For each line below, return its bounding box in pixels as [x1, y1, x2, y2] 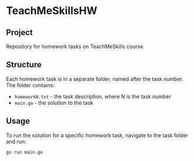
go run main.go [6, 149, 43, 155]
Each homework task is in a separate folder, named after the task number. [6, 75, 184, 83]
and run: [6, 138, 26, 145]
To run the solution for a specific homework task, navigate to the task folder [6, 132, 189, 139]
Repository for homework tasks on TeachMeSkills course [6, 43, 144, 50]
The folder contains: [6, 81, 55, 88]
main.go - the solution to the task [14, 99, 93, 106]
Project [6, 28, 33, 37]
